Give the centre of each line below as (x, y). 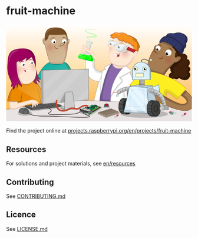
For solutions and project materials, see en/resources (71, 164)
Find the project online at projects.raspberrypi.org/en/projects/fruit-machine (99, 131)
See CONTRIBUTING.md (36, 196)
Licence (21, 215)
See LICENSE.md (27, 229)
